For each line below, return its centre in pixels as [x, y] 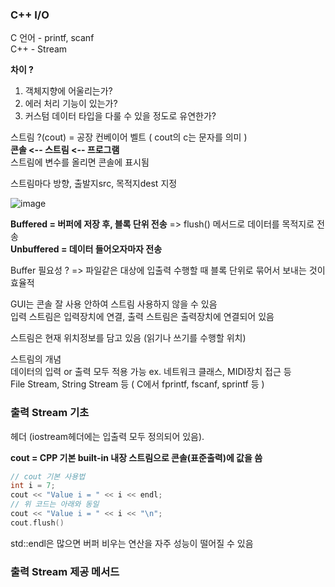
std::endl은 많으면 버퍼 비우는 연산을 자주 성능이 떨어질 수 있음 [132, 543]
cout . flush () [37, 523]
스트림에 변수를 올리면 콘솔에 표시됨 [80, 162]
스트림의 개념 [36, 359]
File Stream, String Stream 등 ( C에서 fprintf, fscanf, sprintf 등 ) [137, 384]
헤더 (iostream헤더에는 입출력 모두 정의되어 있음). [107, 436]
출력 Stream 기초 [50, 413]
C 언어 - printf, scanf [52, 38]
